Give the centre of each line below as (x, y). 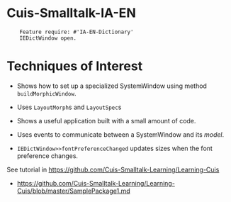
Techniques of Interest (75, 66)
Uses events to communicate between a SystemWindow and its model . (120, 134)
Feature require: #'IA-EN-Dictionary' (77, 32)
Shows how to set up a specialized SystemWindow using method (112, 86)
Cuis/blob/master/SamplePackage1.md (73, 191)
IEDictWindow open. (48, 38)
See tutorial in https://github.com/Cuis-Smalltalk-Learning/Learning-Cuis (113, 169)
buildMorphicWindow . (46, 93)
